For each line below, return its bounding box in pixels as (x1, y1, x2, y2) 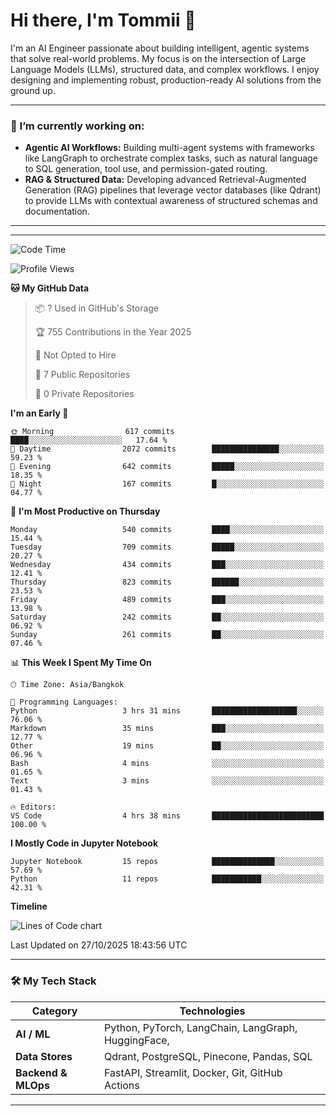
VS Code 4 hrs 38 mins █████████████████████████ (10, 811, 325, 821)
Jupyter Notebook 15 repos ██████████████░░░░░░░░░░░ (10, 857, 325, 867)
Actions (103, 1078, 140, 1092)
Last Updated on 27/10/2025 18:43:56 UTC (10, 939, 188, 951)
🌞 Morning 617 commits (10, 427, 175, 437)
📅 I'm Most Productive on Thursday (10, 505, 161, 518)
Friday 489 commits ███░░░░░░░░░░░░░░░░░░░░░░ (10, 595, 325, 605)
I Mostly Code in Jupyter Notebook (10, 837, 158, 849)
